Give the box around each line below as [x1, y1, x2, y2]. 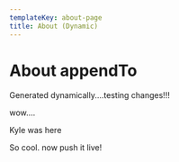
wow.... [9, 107, 36, 118]
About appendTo [9, 60, 138, 81]
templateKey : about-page [9, 13, 103, 22]
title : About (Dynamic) [9, 22, 99, 31]
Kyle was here [9, 125, 62, 136]
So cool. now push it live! [9, 142, 103, 153]
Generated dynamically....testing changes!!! [9, 90, 171, 101]
